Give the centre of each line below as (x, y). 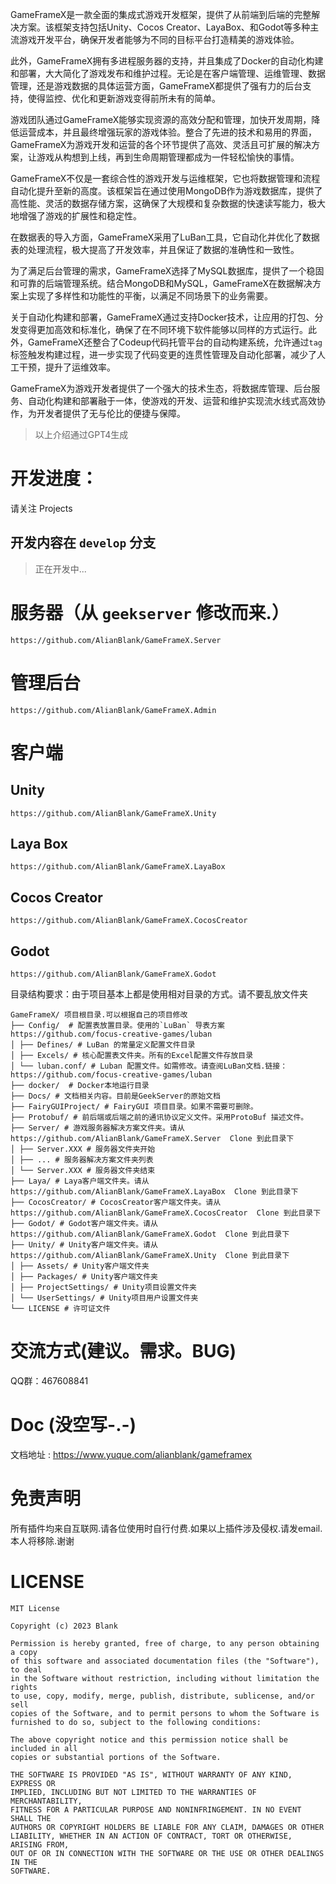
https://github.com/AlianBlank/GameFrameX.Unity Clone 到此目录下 (150, 1256)
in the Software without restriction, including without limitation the (165, 1678)
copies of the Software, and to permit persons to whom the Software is (165, 1713)
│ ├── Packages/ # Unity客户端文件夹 (84, 1277)
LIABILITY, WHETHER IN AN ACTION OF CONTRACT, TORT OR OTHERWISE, (151, 1836)
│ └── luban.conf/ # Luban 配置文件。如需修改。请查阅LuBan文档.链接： (149, 1066)
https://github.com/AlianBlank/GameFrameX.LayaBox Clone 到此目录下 (154, 1192)
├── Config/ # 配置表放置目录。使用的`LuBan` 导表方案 (118, 1026)
